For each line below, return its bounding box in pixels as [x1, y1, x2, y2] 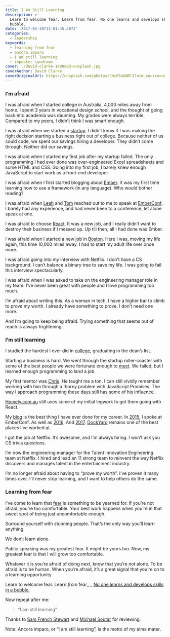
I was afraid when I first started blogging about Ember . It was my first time [5, 179, 159, 185]
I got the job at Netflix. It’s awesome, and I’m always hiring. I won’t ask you [5, 434, 160, 441]
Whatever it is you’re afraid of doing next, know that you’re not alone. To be [5, 560, 163, 567]
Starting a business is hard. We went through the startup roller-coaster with [5, 358, 163, 364]
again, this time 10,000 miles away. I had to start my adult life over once [5, 241, 154, 247]
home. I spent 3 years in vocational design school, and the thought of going [5, 107, 163, 113]
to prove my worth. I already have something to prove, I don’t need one [5, 303, 153, 309]
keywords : [5, 41, 26, 46]
